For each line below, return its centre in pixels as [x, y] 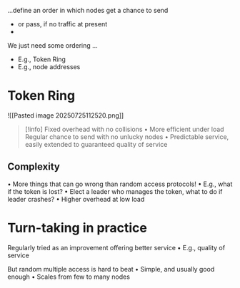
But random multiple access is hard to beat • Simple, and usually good [111, 269]
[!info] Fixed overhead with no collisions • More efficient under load [124, 129]
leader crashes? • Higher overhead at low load [76, 199]
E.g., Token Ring [42, 59]
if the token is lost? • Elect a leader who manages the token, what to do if [115, 191]
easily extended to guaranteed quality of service [96, 144]
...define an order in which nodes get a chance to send [88, 10]
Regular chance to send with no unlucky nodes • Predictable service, [127, 137]
